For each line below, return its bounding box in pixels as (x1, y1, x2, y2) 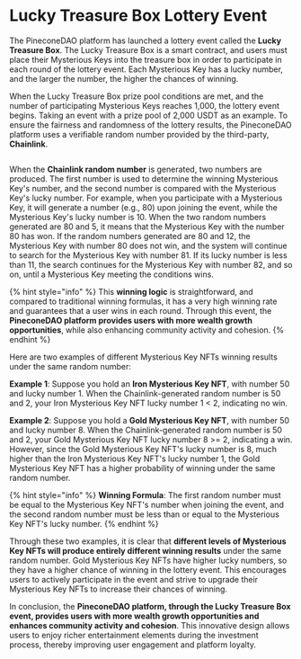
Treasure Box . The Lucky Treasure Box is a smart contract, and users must (9, 44, 288, 55)
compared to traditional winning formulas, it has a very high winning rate (9, 296, 278, 307)
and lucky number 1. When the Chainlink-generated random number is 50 (9, 387, 281, 398)
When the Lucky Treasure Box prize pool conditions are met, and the (9, 91, 264, 102)
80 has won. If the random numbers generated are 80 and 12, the (9, 230, 252, 241)
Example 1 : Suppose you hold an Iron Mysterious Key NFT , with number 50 (9, 378, 290, 389)
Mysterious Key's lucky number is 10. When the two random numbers (9, 211, 267, 222)
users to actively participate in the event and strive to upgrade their (9, 574, 259, 584)
